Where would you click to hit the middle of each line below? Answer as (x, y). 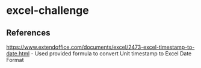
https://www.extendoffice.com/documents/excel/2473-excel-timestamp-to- (100, 47)
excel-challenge (48, 11)
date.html (18, 54)
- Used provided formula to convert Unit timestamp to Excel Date (111, 54)
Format (15, 60)
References (28, 33)
